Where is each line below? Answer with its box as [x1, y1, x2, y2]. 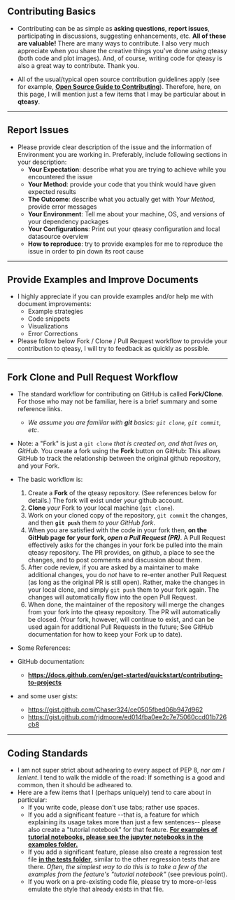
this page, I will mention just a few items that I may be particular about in [17, 90, 226, 98]
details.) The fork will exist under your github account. [27, 497, 184, 505]
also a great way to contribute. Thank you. [17, 61, 140, 69]
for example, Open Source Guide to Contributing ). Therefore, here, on [17, 82, 222, 90]
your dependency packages [27, 217, 109, 226]
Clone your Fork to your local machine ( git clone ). [27, 504, 175, 512]
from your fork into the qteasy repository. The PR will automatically [27, 608, 221, 616]
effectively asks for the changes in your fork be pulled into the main [27, 541, 222, 549]
